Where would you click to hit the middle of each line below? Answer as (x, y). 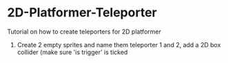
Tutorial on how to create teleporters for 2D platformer (84, 32)
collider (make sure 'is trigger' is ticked (72, 52)
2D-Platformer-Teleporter (82, 13)
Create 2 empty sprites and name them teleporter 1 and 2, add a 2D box (119, 45)
